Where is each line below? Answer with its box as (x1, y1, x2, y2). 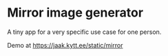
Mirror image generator (7, 5, 143, 21)
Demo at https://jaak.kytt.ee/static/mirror (7, 41, 123, 49)
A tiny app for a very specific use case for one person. (7, 28, 162, 36)
